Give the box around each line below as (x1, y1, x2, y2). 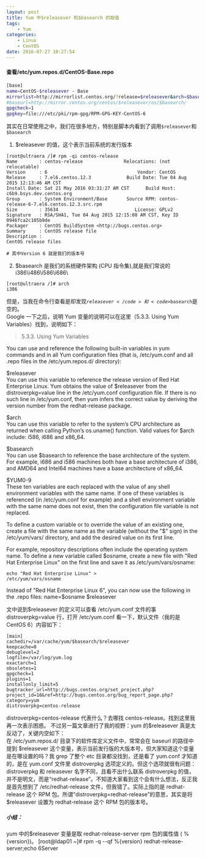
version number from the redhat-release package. (6, 402, 132, 410)
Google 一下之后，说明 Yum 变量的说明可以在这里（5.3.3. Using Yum (6, 313, 179, 320)
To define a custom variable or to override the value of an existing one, (6, 521, 184, 528)
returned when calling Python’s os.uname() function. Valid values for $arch (6, 427, 195, 434)
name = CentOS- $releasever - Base (6, 88, 88, 94)
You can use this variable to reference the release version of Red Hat (6, 376, 179, 383)
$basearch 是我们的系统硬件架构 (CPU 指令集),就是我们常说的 (15, 262, 171, 270)
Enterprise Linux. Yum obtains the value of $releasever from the (6, 383, 167, 390)
